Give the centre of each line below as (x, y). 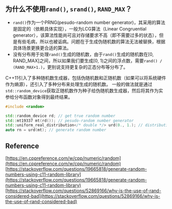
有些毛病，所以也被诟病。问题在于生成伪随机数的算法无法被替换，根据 (91, 41)
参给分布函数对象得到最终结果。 (39, 97)
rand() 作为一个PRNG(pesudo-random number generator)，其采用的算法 (89, 22)
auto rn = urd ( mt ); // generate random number (56, 130)
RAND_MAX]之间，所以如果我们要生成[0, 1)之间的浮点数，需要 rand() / (88, 61)
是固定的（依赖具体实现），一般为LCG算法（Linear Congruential (80, 29)
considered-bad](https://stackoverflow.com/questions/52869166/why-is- (83, 196)
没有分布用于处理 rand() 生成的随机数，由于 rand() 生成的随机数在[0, (83, 54)
